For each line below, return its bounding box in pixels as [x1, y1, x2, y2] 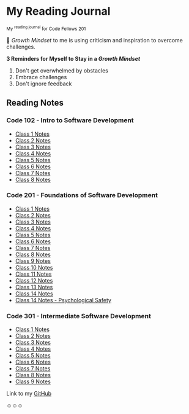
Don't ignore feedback [15, 80, 72, 87]
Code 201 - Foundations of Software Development [6, 191, 158, 200]
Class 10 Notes [15, 264, 53, 271]
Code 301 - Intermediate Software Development [6, 311, 151, 320]
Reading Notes [6, 98, 64, 108]
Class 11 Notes [15, 270, 52, 278]
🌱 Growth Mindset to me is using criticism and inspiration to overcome [6, 36, 183, 44]
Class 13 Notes [15, 283, 53, 291]
